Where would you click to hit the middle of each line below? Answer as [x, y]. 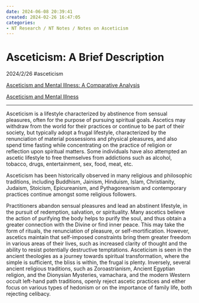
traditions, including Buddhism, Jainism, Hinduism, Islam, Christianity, [91, 182]
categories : [21, 22]
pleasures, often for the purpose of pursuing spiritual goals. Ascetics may [96, 120]
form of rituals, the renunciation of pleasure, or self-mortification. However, [98, 231]
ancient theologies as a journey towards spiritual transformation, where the [98, 256]
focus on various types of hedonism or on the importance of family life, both [99, 288]
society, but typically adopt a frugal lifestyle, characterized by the [86, 133]
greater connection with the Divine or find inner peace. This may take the [95, 225]
